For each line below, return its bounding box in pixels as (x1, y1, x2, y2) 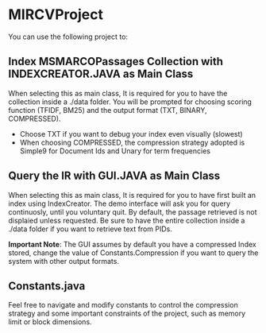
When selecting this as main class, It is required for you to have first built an (8, 190, 256, 199)
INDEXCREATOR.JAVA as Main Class (8, 68, 194, 81)
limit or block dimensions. (8, 317, 93, 327)
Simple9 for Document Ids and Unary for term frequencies (19, 145, 210, 156)
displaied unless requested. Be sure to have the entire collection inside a (8, 215, 245, 225)
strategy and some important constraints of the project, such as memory (8, 308, 246, 319)
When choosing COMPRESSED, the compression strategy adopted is (19, 137, 245, 147)
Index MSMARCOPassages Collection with (8, 55, 224, 68)
